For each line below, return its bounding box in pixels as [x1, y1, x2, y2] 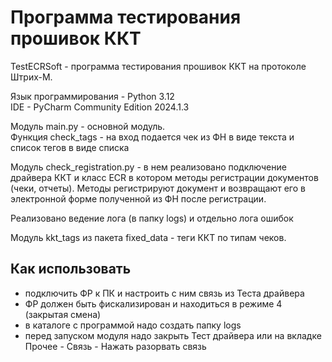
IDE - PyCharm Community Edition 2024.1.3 [10, 101, 190, 113]
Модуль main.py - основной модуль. [10, 120, 166, 132]
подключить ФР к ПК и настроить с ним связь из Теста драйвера [24, 287, 305, 299]
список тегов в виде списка [10, 141, 130, 153]
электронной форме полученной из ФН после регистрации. [10, 192, 267, 205]
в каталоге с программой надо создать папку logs [24, 319, 242, 331]
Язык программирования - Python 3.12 [10, 90, 175, 102]
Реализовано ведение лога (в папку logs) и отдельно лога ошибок [10, 212, 294, 224]
